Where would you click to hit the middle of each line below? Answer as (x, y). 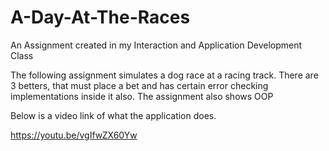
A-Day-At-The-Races (100, 17)
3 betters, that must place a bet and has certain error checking (139, 85)
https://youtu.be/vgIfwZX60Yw (74, 135)
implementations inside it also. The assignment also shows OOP (142, 96)
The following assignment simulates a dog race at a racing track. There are (164, 75)
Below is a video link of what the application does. (113, 115)
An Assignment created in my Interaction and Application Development (156, 45)
